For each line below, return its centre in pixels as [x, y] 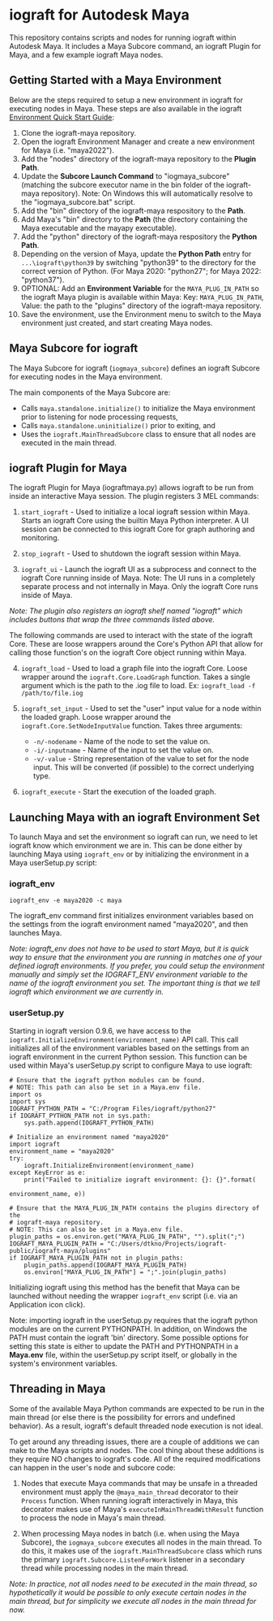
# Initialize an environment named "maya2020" [89, 1137]
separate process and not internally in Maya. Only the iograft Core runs [139, 587]
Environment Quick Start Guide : [62, 117]
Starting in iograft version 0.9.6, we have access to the [100, 1030]
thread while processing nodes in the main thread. [105, 1568]
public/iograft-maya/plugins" [60, 1250]
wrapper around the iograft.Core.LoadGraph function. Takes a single [135, 677]
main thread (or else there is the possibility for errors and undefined [122, 1417]
